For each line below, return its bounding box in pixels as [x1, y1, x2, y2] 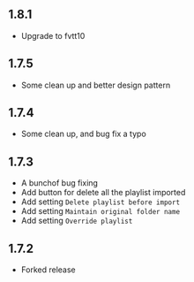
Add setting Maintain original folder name [20, 206, 181, 217]
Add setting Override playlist [20, 216, 133, 226]
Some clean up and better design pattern [20, 80, 171, 90]
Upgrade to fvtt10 [20, 30, 86, 41]
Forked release [20, 264, 76, 275]
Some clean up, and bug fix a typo [20, 128, 146, 140]
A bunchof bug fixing [20, 178, 99, 188]
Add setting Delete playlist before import [20, 196, 181, 207]
